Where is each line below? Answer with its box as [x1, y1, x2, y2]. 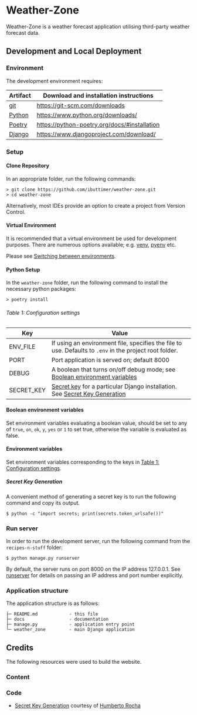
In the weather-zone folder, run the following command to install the [6, 279, 168, 286]
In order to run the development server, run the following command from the [6, 538, 191, 545]
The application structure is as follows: [6, 600, 100, 607]
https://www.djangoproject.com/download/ [36, 130, 157, 138]
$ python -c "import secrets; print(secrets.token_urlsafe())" [6, 510, 164, 517]
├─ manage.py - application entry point [6, 621, 135, 627]
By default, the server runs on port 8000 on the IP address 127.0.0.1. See [6, 566, 181, 573]
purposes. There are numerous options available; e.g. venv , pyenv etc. [6, 241, 176, 248]
